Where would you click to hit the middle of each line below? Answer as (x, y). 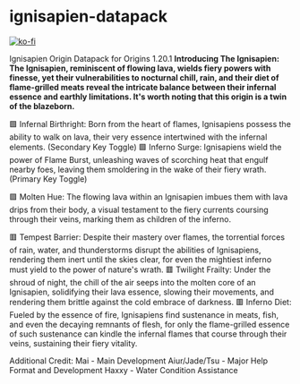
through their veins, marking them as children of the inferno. (120, 219)
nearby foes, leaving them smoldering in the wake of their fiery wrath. (138, 169)
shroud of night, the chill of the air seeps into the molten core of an (133, 282)
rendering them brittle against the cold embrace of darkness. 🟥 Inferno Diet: (150, 302)
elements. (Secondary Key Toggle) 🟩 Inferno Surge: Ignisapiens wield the (146, 147)
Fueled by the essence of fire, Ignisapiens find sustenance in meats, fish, (144, 314)
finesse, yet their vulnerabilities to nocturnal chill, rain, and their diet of (144, 77)
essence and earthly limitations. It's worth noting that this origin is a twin (148, 97)
